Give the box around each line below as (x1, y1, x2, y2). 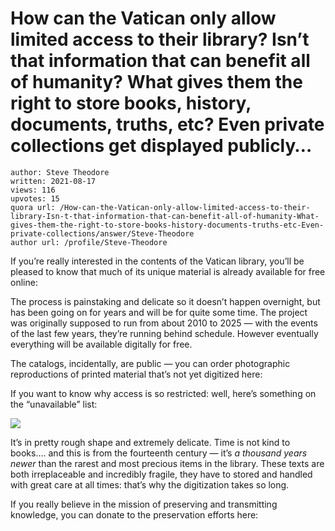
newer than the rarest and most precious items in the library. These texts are (10, 457, 325, 469)
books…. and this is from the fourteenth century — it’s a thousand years (10, 447, 308, 459)
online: (10, 276, 38, 288)
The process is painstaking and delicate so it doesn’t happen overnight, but (10, 295, 321, 307)
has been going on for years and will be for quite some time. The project (10, 306, 308, 318)
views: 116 (10, 185, 56, 195)
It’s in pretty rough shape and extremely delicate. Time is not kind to (10, 436, 291, 448)
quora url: (10, 202, 56, 212)
